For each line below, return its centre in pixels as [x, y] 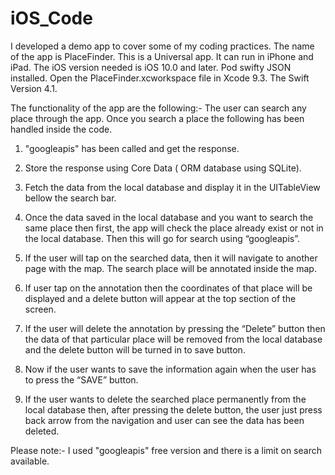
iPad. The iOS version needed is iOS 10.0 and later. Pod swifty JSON [151, 67]
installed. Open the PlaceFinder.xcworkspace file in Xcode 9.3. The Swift [160, 78]
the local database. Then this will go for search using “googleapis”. [162, 238]
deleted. [42, 431]
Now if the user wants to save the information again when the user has [170, 369]
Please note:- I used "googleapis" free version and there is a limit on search [166, 450]
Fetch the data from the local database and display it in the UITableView [172, 187]
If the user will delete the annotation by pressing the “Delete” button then [175, 328]
